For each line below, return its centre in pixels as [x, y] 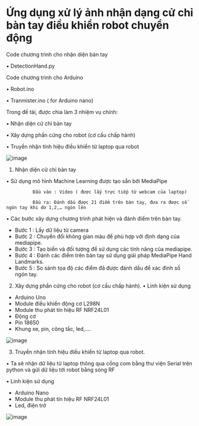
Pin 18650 [27, 322]
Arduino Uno [30, 297]
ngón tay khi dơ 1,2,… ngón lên [46, 207]
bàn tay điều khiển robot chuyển [88, 25]
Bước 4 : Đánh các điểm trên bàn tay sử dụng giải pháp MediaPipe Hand [103, 255]
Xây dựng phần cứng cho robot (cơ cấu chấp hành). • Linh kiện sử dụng [103, 286]
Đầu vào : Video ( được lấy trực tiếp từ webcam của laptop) [110, 192]
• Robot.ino [20, 89]
